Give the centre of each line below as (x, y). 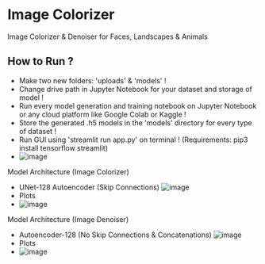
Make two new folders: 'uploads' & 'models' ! (93, 80)
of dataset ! (38, 131)
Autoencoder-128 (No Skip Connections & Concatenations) (115, 235)
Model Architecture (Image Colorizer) (69, 171)
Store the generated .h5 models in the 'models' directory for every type (135, 122)
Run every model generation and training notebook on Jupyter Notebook (138, 105)
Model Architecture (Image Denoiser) (68, 219)
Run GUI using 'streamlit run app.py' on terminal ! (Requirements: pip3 (133, 140)
